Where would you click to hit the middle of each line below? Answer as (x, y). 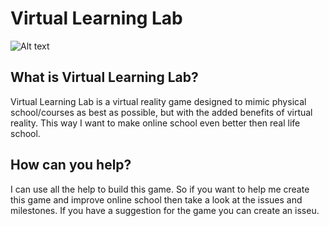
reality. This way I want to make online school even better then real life (155, 123)
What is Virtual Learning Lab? (104, 77)
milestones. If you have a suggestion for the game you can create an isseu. (165, 210)
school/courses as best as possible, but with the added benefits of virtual (161, 112)
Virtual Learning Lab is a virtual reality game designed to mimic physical (158, 101)
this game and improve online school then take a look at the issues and (156, 199)
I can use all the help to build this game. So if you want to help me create (160, 189)
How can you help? (71, 165)
